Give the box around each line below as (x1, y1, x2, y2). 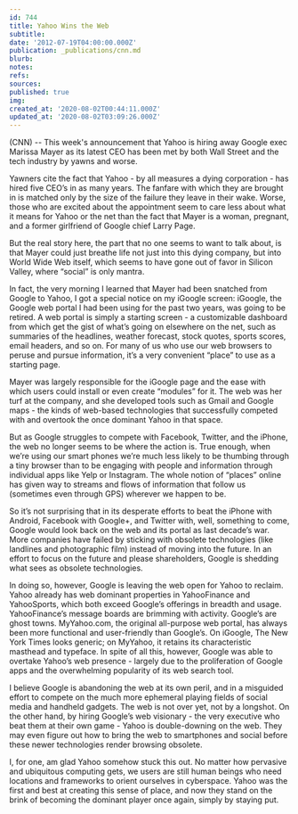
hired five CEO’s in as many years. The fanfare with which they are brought (9, 183, 284, 193)
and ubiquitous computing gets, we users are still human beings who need (9, 766, 282, 777)
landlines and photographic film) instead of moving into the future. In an (9, 544, 272, 555)
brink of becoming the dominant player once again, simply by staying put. (9, 794, 279, 805)
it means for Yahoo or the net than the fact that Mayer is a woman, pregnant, (9, 211, 289, 222)
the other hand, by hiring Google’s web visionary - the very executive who (9, 711, 280, 722)
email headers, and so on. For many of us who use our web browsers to (9, 341, 273, 351)
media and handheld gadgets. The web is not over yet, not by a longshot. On (9, 702, 290, 712)
